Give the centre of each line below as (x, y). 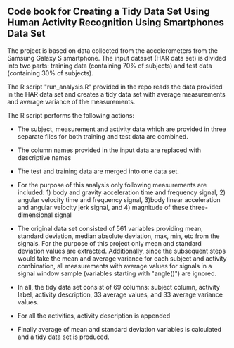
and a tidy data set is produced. (63, 337)
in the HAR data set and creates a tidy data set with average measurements (117, 94)
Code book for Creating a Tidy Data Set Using (109, 12)
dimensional (35, 215)
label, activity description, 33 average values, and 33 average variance (120, 294)
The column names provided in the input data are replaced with (109, 150)
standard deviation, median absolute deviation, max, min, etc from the (118, 236)
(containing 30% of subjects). (50, 73)
